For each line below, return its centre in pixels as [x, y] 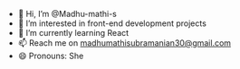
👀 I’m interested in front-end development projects [112, 23]
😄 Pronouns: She [51, 56]
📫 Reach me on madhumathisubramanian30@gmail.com [125, 43]
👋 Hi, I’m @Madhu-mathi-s [67, 14]
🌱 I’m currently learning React [73, 33]
